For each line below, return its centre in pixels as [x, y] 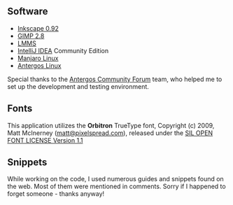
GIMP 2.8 [31, 36]
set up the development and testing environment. [78, 86]
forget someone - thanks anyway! [56, 194]
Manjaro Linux [38, 58]
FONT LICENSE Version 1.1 [45, 140]
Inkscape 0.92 [38, 28]
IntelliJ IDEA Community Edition [63, 50]
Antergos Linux [39, 65]
